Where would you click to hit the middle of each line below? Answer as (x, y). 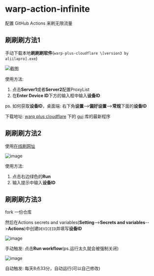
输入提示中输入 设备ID (34, 182)
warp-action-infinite (48, 9)
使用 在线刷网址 (20, 146)
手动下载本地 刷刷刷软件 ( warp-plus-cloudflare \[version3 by (67, 53)
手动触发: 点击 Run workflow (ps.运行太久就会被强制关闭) (62, 249)
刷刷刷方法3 (23, 199)
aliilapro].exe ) (21, 58)
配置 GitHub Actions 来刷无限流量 (39, 23)
